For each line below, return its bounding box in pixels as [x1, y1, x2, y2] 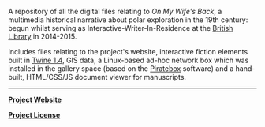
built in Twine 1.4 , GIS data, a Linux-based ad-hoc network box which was [8, 55, 249, 65]
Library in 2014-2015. [8, 32, 77, 41]
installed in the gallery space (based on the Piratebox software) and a [8, 64, 234, 73]
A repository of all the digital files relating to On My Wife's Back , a [8, 7, 222, 16]
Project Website [8, 95, 62, 104]
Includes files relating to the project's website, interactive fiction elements [8, 47, 248, 56]
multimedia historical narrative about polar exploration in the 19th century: [8, 15, 248, 24]
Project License [8, 110, 61, 119]
